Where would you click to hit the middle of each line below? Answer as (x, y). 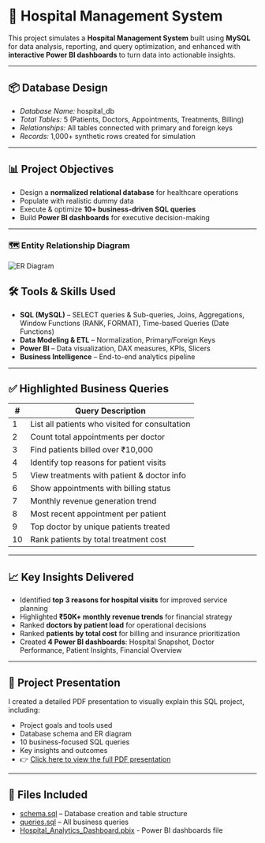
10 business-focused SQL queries (75, 742)
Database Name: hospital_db (67, 111)
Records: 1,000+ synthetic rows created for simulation (107, 136)
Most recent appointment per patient (98, 514)
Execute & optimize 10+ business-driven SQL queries (108, 209)
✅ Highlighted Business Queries (89, 389)
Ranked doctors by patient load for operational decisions (113, 625)
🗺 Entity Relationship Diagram (69, 245)
